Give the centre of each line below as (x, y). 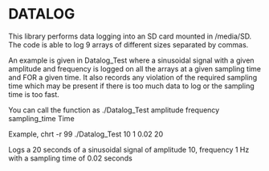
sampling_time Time (41, 118)
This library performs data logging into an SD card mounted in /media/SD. (130, 36)
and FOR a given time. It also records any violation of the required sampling (133, 77)
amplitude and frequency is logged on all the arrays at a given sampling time (134, 68)
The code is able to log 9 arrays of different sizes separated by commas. (128, 44)
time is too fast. (34, 94)
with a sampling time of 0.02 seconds (70, 158)
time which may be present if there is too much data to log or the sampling (131, 86)
